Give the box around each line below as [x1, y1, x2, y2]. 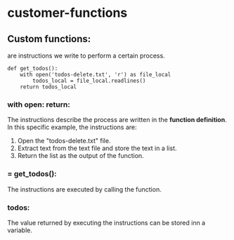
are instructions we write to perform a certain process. [7, 51, 165, 60]
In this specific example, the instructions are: [7, 123, 137, 131]
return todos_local [20, 84, 77, 91]
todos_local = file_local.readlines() [32, 77, 146, 84]
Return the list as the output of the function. [17, 152, 144, 160]
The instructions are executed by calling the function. [7, 185, 162, 194]
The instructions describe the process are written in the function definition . [7, 116, 227, 124]
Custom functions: [7, 33, 91, 45]
